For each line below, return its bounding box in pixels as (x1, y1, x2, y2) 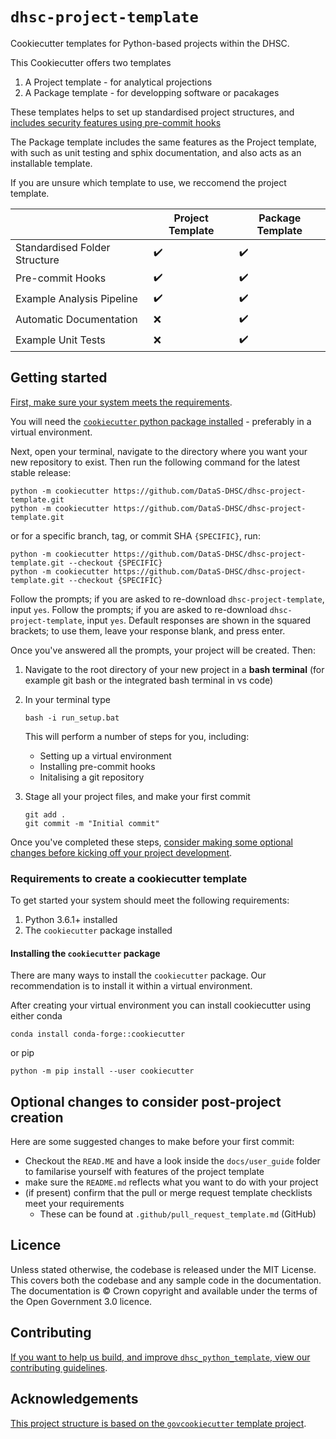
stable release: (10, 466, 72, 478)
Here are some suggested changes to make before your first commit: (10, 1136, 295, 1148)
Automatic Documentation (15, 313, 138, 327)
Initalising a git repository (39, 771, 145, 783)
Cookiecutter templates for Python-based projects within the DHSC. (10, 37, 290, 49)
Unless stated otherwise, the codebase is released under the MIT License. (10, 1263, 317, 1275)
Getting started (10, 369, 108, 387)
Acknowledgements (10, 1391, 139, 1408)
